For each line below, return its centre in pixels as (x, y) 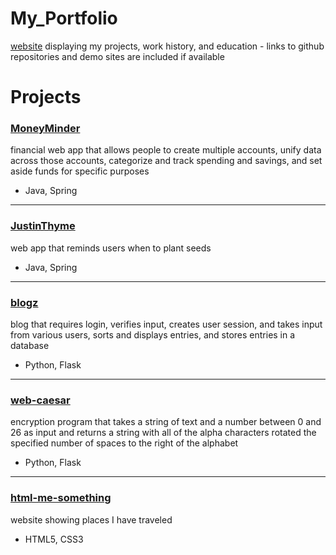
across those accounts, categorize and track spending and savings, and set (166, 161)
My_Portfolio (64, 18)
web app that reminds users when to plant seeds (111, 248)
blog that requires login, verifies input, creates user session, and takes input (166, 324)
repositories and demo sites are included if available (117, 56)
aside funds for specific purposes (80, 171)
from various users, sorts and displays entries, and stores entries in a (153, 335)
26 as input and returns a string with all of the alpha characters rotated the (163, 433)
